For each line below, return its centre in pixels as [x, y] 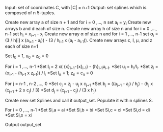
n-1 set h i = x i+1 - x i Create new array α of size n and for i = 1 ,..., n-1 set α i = [82, 34]
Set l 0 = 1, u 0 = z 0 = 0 [27, 56]
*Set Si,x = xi [18, 115]
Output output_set [23, 125]
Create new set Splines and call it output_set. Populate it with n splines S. [79, 101]
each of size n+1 [22, 46]
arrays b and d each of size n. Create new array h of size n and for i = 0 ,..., [81, 28]
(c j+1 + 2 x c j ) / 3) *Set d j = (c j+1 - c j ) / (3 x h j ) [51, 90]
